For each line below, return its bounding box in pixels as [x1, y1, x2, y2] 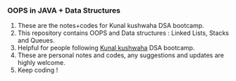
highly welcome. [17, 59, 66, 67]
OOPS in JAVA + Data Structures [7, 6, 121, 15]
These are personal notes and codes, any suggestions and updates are [17, 51, 224, 59]
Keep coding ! [17, 66, 58, 75]
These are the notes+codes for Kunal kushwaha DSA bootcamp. [17, 22, 204, 30]
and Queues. [17, 36, 55, 45]
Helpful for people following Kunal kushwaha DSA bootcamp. [17, 44, 195, 52]
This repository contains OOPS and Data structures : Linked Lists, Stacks [17, 29, 229, 37]
